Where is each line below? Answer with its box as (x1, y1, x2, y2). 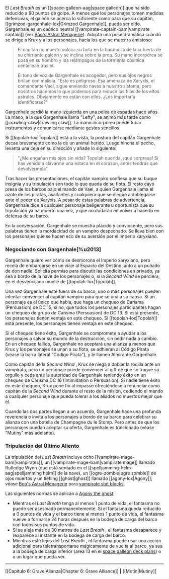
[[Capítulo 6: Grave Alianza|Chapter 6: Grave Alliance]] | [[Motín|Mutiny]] (5, 568, 157, 574)
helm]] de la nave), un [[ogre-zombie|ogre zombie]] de (42, 470, 156, 476)
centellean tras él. (17, 63, 55, 68)
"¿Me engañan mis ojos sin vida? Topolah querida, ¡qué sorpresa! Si (17, 155, 158, 161)
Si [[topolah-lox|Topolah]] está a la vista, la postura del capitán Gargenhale (5, 135, 161, 140)
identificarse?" (17, 99, 48, 105)
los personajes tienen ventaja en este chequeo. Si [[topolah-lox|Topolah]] (5, 315, 157, 321)
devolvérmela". (17, 166, 49, 172)
